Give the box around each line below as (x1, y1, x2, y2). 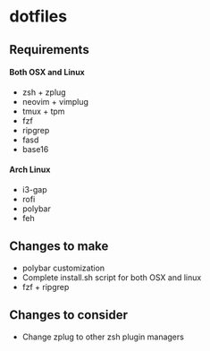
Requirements (9, 42, 89, 57)
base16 (21, 143, 49, 154)
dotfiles (9, 6, 68, 27)
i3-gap (21, 184, 47, 194)
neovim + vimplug (21, 96, 89, 107)
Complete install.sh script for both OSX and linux (21, 271, 202, 283)
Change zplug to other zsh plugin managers (21, 331, 185, 342)
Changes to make (9, 239, 109, 254)
